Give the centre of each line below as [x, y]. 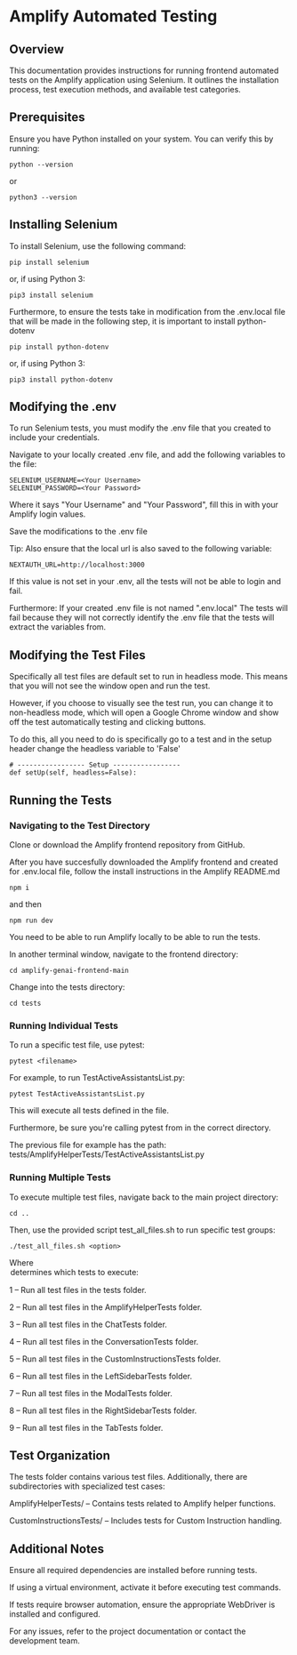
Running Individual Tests [64, 1025]
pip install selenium [49, 262]
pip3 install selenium [51, 295]
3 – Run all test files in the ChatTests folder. [88, 1324]
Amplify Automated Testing [113, 16]
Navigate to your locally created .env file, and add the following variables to [148, 454]
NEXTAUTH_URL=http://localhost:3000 [77, 565]
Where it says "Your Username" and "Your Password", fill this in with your [144, 505]
